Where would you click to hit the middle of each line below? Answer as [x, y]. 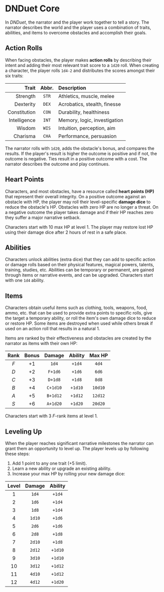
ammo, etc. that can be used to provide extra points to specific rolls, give [79, 313]
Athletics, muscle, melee [86, 96]
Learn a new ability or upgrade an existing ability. [62, 468]
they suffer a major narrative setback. [43, 218]
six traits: [14, 76]
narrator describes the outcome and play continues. [58, 164]
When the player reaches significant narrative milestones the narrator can [79, 443]
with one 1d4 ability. [25, 280]
